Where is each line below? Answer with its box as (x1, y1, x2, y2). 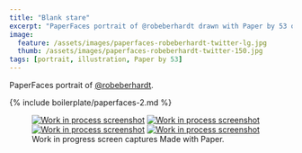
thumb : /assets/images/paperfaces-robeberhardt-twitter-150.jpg (17, 47, 263, 56)
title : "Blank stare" (9, 13, 91, 22)
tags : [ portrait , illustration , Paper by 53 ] (9, 55, 182, 64)
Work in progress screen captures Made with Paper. (31, 134, 225, 144)
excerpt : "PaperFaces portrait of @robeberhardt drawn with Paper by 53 (9, 22, 288, 31)
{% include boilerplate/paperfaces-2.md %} (9, 97, 173, 108)
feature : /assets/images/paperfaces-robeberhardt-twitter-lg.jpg (17, 38, 268, 48)
